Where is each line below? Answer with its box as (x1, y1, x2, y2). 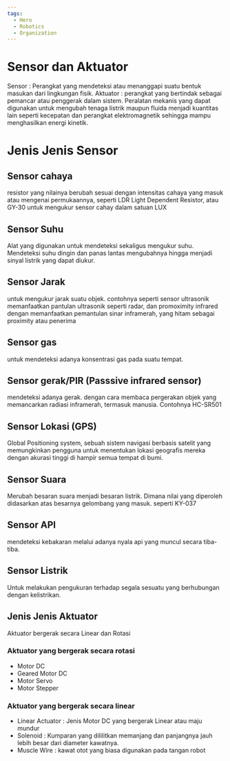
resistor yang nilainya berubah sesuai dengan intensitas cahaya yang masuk (7, 189, 224, 197)
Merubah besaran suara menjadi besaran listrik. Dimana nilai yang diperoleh (7, 492, 222, 501)
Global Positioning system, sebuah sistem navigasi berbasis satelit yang (7, 439, 211, 447)
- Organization (13, 29, 57, 37)
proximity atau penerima (7, 316, 76, 325)
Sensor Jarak (7, 276, 65, 288)
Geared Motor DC (17, 669, 67, 677)
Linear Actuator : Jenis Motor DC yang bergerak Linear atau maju (17, 717, 202, 725)
